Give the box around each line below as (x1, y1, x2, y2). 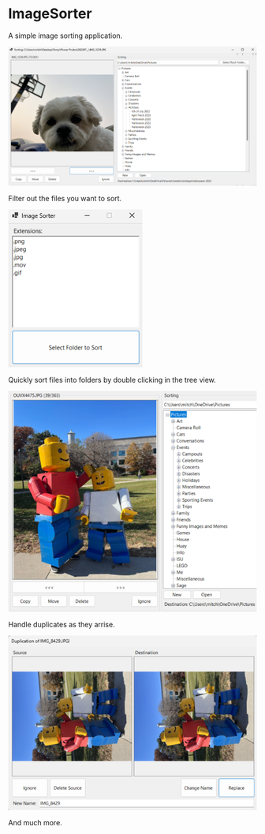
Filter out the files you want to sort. (8, 194, 122, 204)
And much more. (8, 817, 63, 827)
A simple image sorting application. (8, 31, 123, 40)
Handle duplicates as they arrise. (8, 619, 116, 629)
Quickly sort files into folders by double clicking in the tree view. (8, 376, 217, 385)
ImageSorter (8, 5, 92, 23)
